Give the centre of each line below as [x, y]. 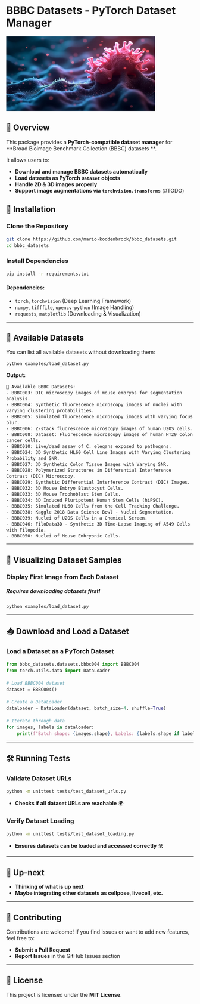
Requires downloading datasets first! [53, 591]
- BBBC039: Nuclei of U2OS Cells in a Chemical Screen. [77, 518]
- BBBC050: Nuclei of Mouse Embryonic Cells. [63, 536]
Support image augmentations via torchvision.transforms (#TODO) [99, 190]
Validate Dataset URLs [39, 778]
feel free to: [20, 938]
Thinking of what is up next [49, 887]
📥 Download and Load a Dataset [68, 631]
